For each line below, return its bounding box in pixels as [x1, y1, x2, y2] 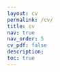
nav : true [7, 29, 35, 36]
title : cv [7, 23, 35, 29]
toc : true [7, 55, 35, 62]
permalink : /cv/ [7, 16, 53, 23]
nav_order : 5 [7, 36, 44, 43]
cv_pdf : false [7, 42, 48, 49]
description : [7, 49, 44, 56]
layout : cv [7, 10, 38, 17]
